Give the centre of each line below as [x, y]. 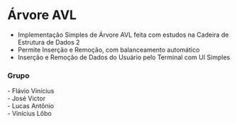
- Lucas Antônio [31, 106]
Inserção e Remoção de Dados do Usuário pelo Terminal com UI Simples [124, 57]
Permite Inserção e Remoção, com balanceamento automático [109, 49]
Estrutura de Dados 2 [49, 42]
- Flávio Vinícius [31, 91]
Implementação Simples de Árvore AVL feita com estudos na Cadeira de [123, 35]
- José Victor [27, 98]
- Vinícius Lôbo [29, 114]
